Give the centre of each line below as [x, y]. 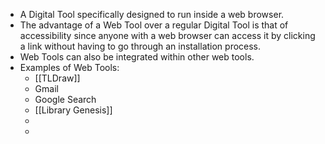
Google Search [65, 99]
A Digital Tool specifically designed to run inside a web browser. [152, 14]
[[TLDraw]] [57, 78]
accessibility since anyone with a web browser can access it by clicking [167, 35]
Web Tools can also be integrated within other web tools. [137, 57]
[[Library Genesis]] [73, 110]
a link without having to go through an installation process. [140, 46]
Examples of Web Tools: [69, 67]
